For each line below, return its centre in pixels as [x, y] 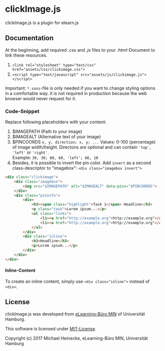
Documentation [29, 38]
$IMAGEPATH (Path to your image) [47, 132]
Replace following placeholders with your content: [56, 122]
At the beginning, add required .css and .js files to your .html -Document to [80, 50]
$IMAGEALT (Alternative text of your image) [56, 137]
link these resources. [26, 55]
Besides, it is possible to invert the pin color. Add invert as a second [82, 163]
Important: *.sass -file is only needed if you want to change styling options [80, 88]
